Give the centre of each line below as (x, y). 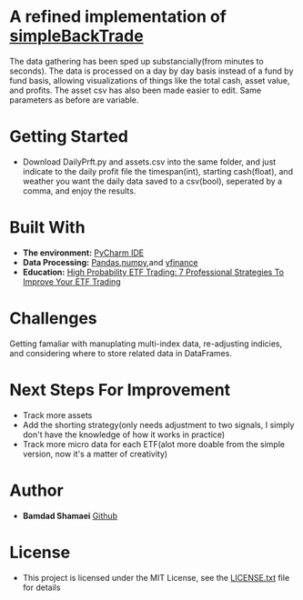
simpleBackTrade (76, 36)
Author (36, 490)
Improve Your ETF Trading (71, 281)
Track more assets (57, 415)
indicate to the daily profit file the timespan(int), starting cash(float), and (158, 171)
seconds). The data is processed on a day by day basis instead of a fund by (151, 71)
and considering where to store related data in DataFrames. (121, 353)
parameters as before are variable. (74, 100)
